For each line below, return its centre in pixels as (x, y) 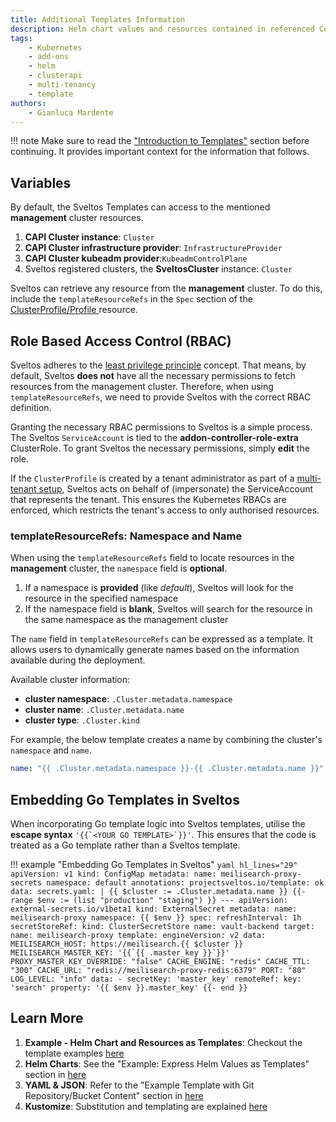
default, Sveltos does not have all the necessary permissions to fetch (153, 375)
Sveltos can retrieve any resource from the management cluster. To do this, (166, 288)
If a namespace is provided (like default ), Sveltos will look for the (159, 588)
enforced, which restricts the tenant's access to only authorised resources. (165, 510)
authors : (28, 103)
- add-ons (49, 57)
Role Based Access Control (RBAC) (121, 341)
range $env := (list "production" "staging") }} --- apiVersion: (149, 900)
